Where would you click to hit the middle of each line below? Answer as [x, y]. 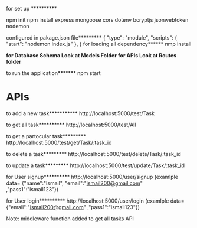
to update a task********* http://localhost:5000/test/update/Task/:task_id [95, 165]
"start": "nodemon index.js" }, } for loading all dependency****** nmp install [99, 44]
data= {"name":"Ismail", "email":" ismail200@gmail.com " [75, 183]
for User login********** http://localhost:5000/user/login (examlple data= [95, 201]
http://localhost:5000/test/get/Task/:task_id [59, 142]
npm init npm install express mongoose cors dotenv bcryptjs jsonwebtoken [97, 20]
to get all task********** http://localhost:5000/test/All [71, 125]
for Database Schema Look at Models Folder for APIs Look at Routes [91, 55]
